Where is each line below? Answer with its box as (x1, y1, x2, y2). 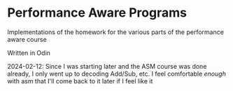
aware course (7, 35, 47, 43)
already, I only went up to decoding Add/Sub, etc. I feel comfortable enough (7, 69, 226, 78)
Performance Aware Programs (7, 5, 188, 21)
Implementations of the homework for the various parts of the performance (7, 28, 224, 36)
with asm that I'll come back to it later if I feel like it (7, 76, 153, 85)
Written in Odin (7, 49, 51, 57)
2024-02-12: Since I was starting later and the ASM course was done (7, 62, 207, 70)
